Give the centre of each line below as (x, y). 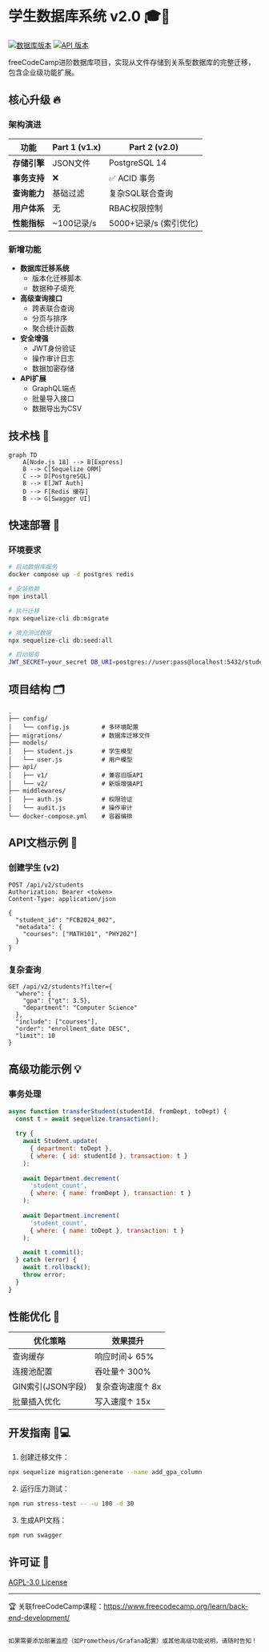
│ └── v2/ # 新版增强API (76, 784)
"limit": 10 (36, 1036)
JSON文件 (71, 163)
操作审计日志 (53, 358)
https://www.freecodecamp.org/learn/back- (176, 1606)
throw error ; (44, 1275)
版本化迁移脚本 (56, 278)
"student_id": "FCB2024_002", (66, 920)
